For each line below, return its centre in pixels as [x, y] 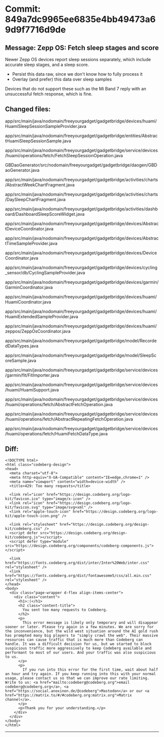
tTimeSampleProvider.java [31, 243]
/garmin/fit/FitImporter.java [32, 375]
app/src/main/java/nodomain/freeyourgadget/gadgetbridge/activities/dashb [81, 209]
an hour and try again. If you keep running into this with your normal [81, 674]
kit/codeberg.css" [24, 529]
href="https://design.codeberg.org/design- [104, 524]
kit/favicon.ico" [23, 499]
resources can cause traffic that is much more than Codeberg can [74, 640]
